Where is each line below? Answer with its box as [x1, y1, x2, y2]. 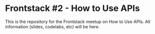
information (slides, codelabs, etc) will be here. [5, 23, 100, 29]
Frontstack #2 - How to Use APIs [5, 3, 140, 14]
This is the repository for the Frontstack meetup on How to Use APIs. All [5, 19, 151, 24]
